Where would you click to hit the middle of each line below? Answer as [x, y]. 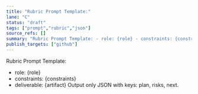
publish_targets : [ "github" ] [42, 45]
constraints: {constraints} [45, 78]
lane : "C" [18, 17]
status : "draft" [26, 22]
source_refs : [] [26, 33]
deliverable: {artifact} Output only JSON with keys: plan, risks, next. [96, 85]
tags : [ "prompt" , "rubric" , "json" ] [49, 28]
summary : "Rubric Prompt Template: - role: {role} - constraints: [89, 39]
